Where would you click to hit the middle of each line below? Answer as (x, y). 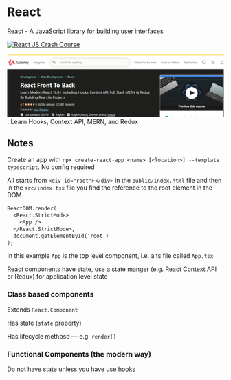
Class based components (51, 294)
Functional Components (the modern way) (79, 354)
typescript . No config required (51, 167)
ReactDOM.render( (32, 209)
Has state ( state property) (44, 323)
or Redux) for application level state (57, 277)
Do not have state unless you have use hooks (71, 369)
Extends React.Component (43, 309)
